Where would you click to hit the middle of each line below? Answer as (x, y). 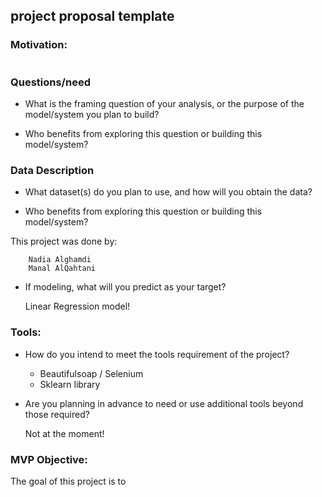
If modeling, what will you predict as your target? (125, 287)
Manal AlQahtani (62, 269)
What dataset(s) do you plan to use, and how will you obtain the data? (168, 192)
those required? (57, 414)
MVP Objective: (49, 459)
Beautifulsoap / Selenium (91, 373)
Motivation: (39, 45)
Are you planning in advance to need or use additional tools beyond (164, 403)
